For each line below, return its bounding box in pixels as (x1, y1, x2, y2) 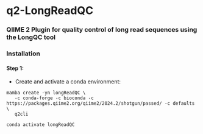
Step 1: (6, 65, 24, 72)
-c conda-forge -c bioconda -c (14, 95, 94, 101)
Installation (6, 49, 41, 58)
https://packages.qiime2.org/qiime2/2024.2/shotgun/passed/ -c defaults (6, 100, 195, 107)
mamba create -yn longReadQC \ (6, 90, 86, 96)
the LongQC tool (6, 33, 56, 41)
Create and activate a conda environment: (15, 78, 121, 85)
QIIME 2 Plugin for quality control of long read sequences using (6, 26, 198, 34)
